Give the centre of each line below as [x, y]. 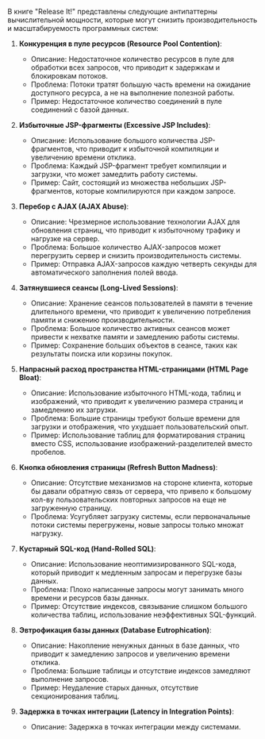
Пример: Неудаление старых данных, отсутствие [115, 687]
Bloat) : [30, 377]
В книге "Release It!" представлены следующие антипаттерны [112, 12]
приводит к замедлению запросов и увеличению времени [130, 654]
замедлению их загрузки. [74, 410]
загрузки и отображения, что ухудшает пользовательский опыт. [140, 427]
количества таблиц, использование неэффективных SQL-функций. [144, 615]
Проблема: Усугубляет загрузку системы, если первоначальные [140, 516]
